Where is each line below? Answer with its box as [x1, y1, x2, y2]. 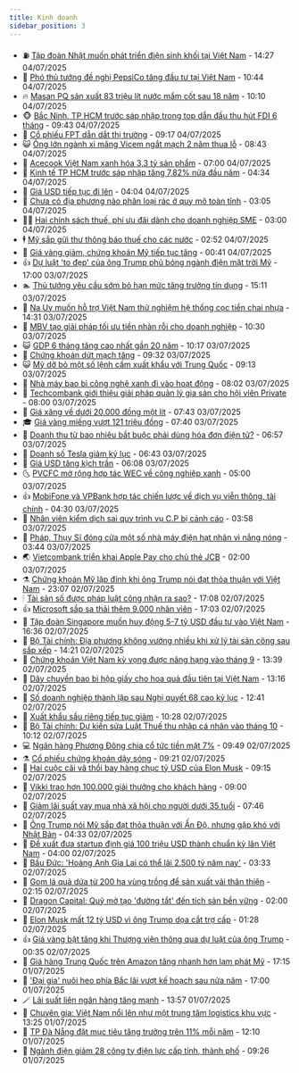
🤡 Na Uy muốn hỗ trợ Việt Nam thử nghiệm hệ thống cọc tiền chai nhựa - [21, 302, 290, 312]
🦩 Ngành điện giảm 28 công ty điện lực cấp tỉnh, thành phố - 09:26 [21, 1045, 270, 1056]
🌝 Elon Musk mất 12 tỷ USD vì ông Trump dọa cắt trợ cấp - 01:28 [21, 914, 260, 925]
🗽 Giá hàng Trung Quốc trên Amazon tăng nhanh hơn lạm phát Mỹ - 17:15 [21, 956, 291, 967]
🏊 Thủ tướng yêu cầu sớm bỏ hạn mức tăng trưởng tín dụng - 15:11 [21, 279, 268, 290]
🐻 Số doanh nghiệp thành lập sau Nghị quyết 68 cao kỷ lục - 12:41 [21, 692, 265, 703]
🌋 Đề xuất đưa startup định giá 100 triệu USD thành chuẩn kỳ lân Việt [21, 838, 277, 849]
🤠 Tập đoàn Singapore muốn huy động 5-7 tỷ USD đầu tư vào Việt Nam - [21, 616, 290, 627]
